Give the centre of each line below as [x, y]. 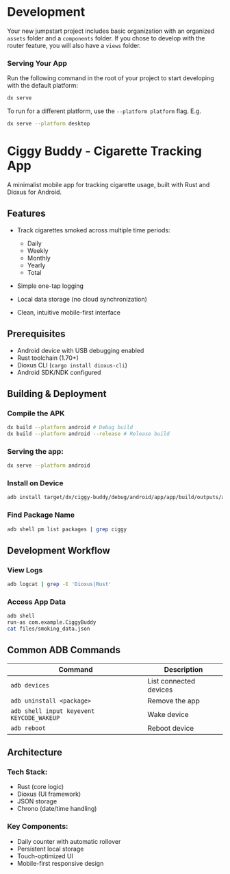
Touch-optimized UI [45, 856]
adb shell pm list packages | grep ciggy [67, 529]
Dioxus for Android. [35, 192]
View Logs [25, 570]
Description [183, 669]
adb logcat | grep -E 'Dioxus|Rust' [59, 584]
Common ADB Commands [64, 650]
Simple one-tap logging [50, 286]
